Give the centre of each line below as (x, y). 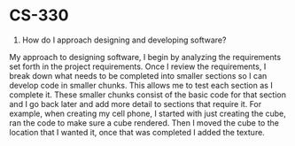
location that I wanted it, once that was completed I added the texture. (137, 132)
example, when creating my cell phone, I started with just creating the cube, (147, 113)
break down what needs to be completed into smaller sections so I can (138, 75)
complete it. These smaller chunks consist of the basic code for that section (147, 95)
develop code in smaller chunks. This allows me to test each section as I (141, 85)
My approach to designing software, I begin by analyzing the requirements (145, 57)
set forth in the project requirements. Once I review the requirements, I (138, 66)
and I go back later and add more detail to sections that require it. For (136, 104)
